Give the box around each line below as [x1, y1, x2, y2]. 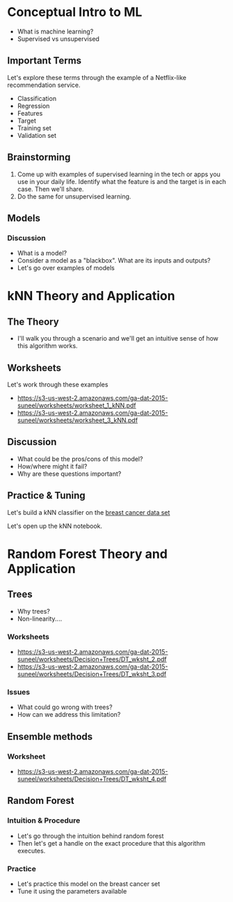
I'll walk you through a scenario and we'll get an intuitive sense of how [17, 334, 219, 343]
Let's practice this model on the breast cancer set [17, 879, 161, 888]
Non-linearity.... [17, 614, 63, 623]
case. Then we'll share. [17, 185, 84, 193]
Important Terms [7, 55, 82, 67]
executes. [17, 846, 46, 855]
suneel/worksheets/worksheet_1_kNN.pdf [17, 401, 137, 410]
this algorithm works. [17, 342, 78, 350]
